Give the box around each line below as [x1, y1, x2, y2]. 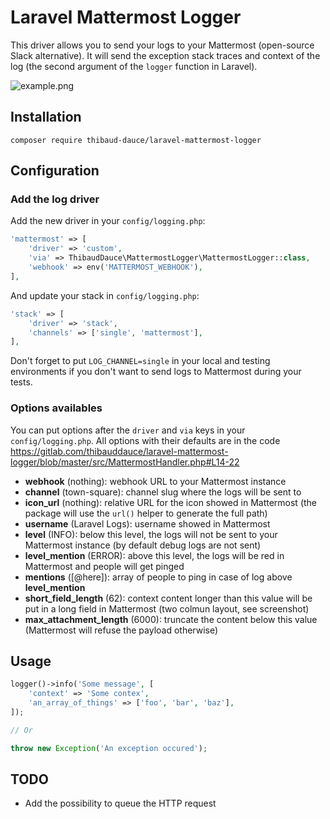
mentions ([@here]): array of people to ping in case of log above [24, 571, 293, 583]
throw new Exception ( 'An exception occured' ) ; [10, 743, 208, 753]
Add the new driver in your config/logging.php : [10, 215, 206, 227]
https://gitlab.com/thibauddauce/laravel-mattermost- [10, 445, 229, 457]
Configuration [10, 162, 100, 180]
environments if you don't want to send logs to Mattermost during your [10, 366, 302, 378]
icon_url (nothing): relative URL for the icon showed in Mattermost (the [24, 496, 318, 508]
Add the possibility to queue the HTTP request [24, 797, 217, 810]
